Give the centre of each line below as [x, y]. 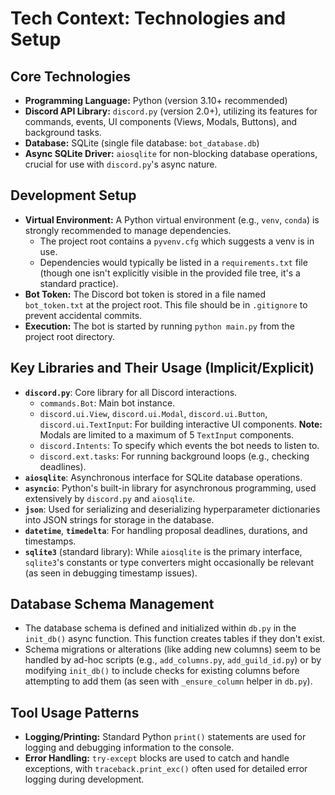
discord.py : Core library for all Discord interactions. [131, 392]
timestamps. [50, 541]
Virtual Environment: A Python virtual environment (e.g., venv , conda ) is [172, 219]
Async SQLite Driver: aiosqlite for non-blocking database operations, [171, 153]
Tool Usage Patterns [75, 712]
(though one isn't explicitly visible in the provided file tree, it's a [170, 273]
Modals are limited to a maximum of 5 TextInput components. [167, 434]
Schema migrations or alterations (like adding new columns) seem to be [172, 649]
